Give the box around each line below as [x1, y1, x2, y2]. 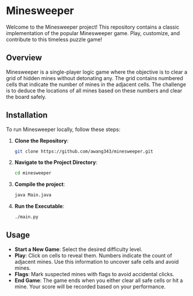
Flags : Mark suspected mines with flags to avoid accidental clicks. [14, 270, 174, 277]
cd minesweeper [14, 170, 52, 176]
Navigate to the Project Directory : [14, 159, 98, 166]
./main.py [14, 214, 39, 220]
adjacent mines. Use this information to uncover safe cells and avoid [14, 258, 179, 265]
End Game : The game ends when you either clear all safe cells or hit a [14, 277, 183, 284]
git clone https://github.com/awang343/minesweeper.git [14, 148, 153, 154]
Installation [6, 110, 48, 121]
